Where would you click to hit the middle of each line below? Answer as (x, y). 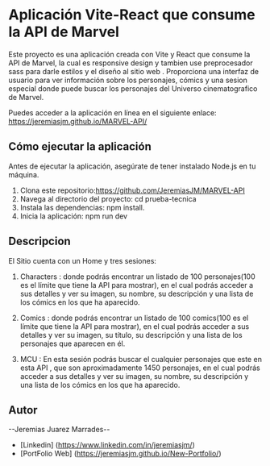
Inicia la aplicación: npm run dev (73, 216)
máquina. (24, 174)
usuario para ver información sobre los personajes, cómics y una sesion (128, 80)
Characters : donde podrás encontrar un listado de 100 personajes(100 (137, 277)
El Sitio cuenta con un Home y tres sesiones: (83, 260)
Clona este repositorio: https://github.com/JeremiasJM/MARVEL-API (133, 190)
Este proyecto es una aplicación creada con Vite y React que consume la (129, 54)
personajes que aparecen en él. (73, 343)
